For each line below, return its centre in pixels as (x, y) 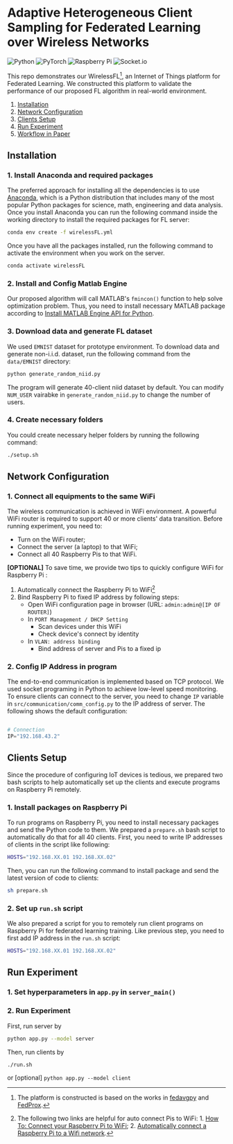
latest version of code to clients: (53, 878)
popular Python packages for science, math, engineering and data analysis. (115, 205)
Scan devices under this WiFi (79, 627)
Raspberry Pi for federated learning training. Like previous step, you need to (116, 931)
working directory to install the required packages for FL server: (98, 220)
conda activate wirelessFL (46, 266)
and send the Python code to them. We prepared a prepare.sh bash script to (116, 830)
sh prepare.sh (28, 891)
